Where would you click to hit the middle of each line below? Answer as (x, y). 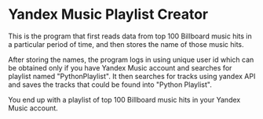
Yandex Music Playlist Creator (108, 14)
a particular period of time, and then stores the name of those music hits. (126, 44)
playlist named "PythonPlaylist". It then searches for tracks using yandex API (132, 76)
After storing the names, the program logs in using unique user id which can (131, 59)
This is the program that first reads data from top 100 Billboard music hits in (130, 36)
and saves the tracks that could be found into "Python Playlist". (110, 85)
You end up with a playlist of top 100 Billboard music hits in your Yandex (124, 99)
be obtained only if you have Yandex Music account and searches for (120, 67)
